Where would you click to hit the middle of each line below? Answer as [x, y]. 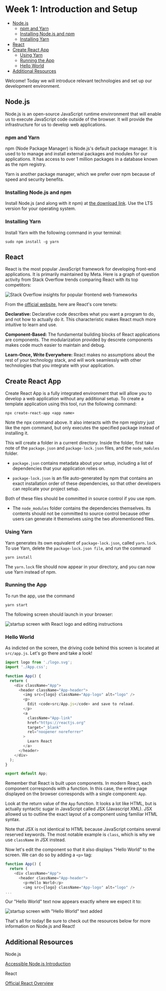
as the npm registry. [26, 164]
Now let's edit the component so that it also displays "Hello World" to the [80, 850]
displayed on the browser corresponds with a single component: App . [76, 794]
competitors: [18, 285]
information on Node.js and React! [40, 926]
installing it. [17, 433]
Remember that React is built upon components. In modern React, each [79, 783]
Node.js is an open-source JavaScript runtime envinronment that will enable [83, 114]
